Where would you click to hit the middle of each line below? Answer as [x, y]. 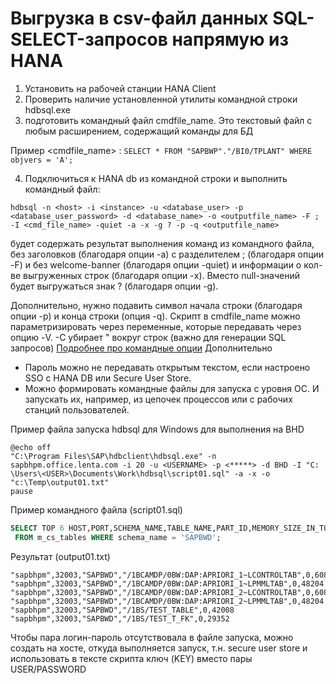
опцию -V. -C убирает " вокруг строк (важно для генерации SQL [148, 337]
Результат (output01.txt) [60, 556]
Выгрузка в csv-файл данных [139, 18]
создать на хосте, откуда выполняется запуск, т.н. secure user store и [159, 648]
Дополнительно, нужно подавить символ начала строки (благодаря [156, 305]
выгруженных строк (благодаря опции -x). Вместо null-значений [162, 275]
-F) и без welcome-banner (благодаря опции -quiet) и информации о [156, 264]
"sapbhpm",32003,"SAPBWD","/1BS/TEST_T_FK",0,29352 [120, 618]
